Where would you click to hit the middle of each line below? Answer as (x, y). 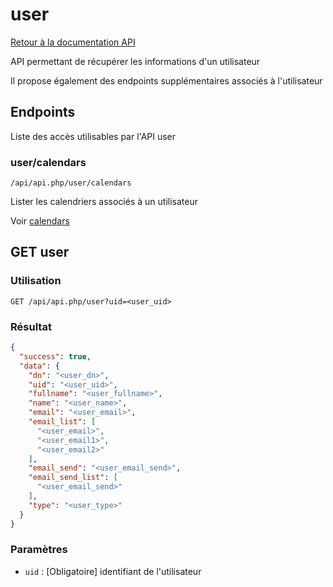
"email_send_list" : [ (73, 478)
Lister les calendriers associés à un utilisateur (104, 202)
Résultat (31, 326)
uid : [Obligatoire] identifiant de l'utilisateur (113, 571)
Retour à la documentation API (73, 42)
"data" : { (39, 366)
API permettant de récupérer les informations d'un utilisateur (135, 61)
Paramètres (39, 550)
